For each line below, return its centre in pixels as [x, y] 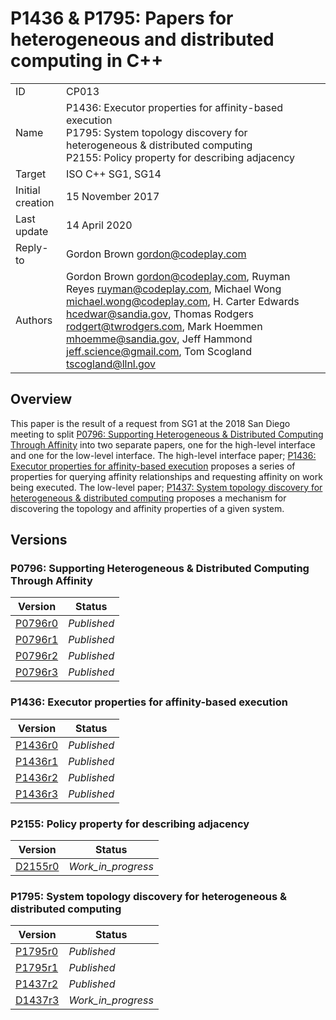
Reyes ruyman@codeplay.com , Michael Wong [174, 289]
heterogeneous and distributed [142, 39]
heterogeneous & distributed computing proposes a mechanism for [148, 498]
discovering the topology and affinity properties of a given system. [147, 508]
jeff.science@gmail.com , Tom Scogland [159, 351]
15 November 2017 [113, 196]
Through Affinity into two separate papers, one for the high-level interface [163, 444]
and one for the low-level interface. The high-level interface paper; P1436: [163, 455]
